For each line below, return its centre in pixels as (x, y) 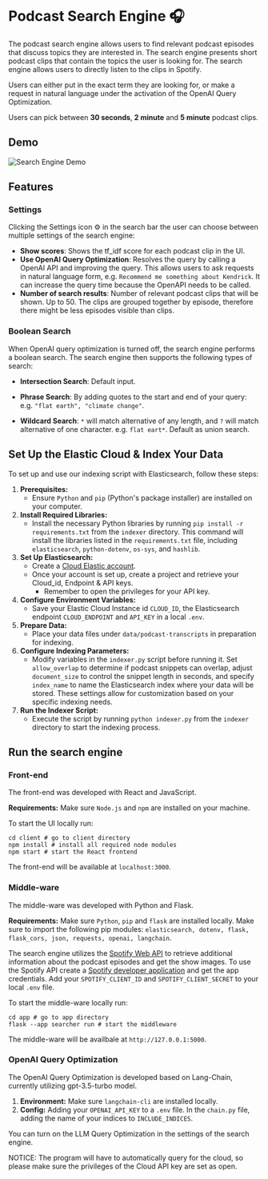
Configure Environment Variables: (78, 599)
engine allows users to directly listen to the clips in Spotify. (105, 69)
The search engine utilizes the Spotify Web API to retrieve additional (121, 953)
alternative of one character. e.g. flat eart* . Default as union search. (135, 429)
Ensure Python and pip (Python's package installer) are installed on (142, 498)
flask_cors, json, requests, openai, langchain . (90, 937)
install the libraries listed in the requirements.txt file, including (135, 540)
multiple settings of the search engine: (72, 236)
